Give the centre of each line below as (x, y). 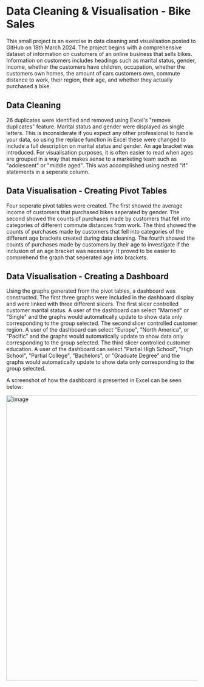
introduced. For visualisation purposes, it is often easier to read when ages (100, 152)
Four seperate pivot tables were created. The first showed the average (94, 206)
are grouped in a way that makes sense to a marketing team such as (92, 159)
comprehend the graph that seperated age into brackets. (77, 257)
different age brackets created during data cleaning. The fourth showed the (101, 238)
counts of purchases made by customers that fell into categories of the (95, 231)
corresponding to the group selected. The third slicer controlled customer (98, 343)
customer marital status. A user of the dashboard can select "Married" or (98, 310)
